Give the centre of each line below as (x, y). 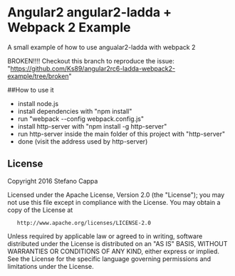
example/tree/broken (38, 76)
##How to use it (31, 90)
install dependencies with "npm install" (75, 111)
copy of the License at (40, 210)
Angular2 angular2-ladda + (90, 12)
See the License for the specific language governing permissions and (109, 259)
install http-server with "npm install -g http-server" (92, 126)
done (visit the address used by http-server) (83, 141)
